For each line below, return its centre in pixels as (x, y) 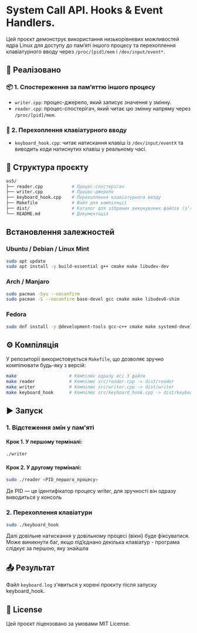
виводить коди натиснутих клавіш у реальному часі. (80, 149)
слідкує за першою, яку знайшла (47, 548)
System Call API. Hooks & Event (84, 10)
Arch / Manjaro (28, 282)
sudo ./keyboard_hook (33, 525)
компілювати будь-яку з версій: (46, 365)
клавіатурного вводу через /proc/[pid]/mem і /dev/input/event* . (86, 51)
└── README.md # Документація (57, 214)
